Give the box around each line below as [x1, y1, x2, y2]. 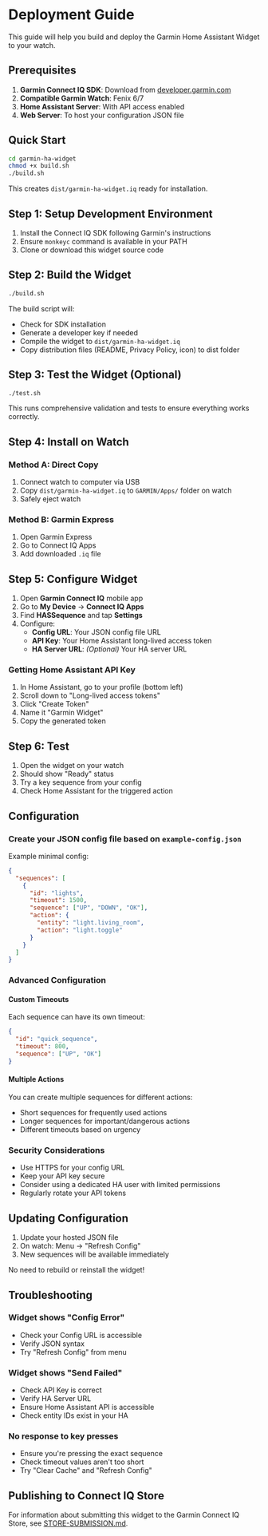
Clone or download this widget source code [19, 245, 164, 255]
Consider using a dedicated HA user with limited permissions [19, 1180, 221, 1190]
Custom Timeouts [8, 994, 69, 1004]
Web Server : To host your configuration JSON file [19, 110, 185, 120]
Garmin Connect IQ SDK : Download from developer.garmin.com [19, 85, 231, 94]
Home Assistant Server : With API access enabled [19, 101, 185, 111]
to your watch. [8, 40, 56, 49]
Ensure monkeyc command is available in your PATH [19, 237, 187, 246]
